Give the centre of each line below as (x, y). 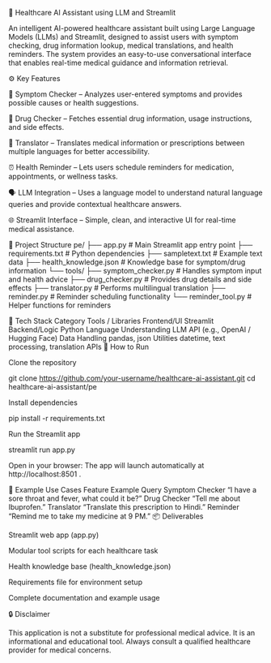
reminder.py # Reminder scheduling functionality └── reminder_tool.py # (130, 297)
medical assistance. (42, 229)
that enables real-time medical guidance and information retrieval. (119, 62)
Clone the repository (42, 362)
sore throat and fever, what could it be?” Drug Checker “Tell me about (125, 498)
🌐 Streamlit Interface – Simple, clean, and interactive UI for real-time (122, 220)
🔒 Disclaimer (29, 614)
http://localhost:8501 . (45, 474)
